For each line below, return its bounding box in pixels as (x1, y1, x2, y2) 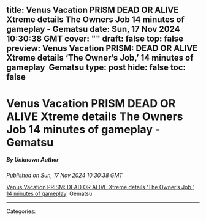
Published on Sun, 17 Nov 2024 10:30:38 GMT (6, 171, 123, 179)
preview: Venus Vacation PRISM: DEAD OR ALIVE (6, 43, 198, 54)
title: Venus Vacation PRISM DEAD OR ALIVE (6, 5, 179, 15)
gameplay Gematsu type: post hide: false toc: (6, 62, 186, 73)
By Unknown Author (6, 156, 59, 163)
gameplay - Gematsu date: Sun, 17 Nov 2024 (6, 24, 180, 34)
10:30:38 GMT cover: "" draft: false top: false (6, 34, 184, 44)
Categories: (6, 208, 36, 215)
